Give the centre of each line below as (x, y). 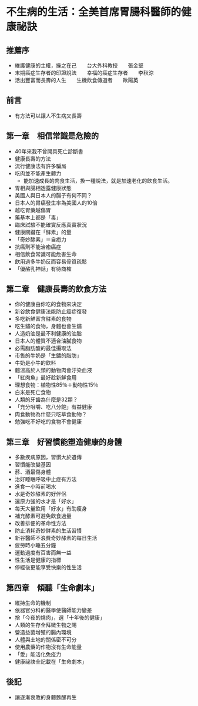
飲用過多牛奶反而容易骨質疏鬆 (51, 261)
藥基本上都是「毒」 (38, 217)
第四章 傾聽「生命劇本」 (52, 588)
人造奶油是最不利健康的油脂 (48, 334)
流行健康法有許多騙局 (40, 166)
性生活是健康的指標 (38, 560)
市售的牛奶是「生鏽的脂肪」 (48, 355)
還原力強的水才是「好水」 (46, 501)
